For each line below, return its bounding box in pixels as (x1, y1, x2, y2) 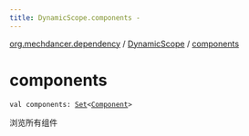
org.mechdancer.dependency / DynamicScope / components (9, 38, 240, 49)
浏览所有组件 (9, 117, 57, 128)
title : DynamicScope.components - (9, 13, 141, 23)
